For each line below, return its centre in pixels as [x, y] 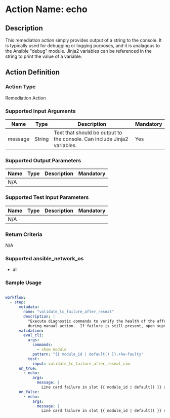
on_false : [29, 392]
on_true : [28, 368]
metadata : [29, 307]
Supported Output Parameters [43, 160]
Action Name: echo [46, 9]
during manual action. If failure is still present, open [91, 326]
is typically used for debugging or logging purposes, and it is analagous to [83, 46]
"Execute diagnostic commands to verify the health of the [91, 321]
